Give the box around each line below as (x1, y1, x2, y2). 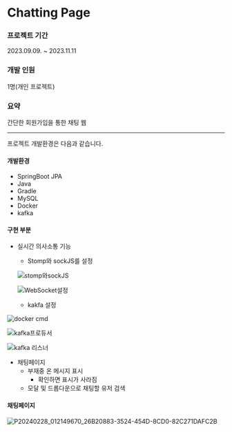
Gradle (17, 187, 37, 195)
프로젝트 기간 (7, 31, 48, 41)
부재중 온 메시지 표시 (27, 367, 84, 375)
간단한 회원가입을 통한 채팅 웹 (7, 119, 87, 127)
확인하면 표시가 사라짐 (37, 375, 98, 384)
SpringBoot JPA (17, 173, 63, 181)
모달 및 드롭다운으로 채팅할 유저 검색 (27, 384, 126, 393)
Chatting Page (7, 5, 91, 21)
